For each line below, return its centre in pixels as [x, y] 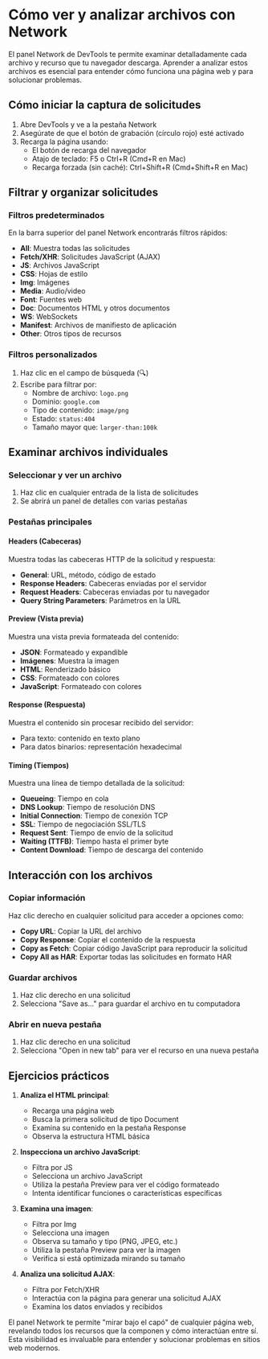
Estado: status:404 [63, 418]
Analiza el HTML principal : [65, 1095]
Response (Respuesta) [47, 704]
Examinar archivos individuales [88, 452]
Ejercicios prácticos [59, 1076]
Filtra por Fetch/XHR [66, 1290]
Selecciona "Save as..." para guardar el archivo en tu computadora [130, 1004]
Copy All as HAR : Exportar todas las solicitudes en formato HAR [126, 957]
